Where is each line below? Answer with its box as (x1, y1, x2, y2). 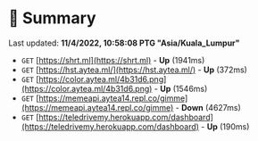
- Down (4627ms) (175, 102, 242, 112)
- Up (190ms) (201, 120, 250, 132)
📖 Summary (8, 8, 96, 29)
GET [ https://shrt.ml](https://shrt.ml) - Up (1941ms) (21, 54, 205, 65)
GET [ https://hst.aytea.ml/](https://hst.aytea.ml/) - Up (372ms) (21, 64, 247, 75)
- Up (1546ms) (154, 83, 208, 94)
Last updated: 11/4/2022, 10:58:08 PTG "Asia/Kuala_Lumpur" (8, 37, 240, 48)
